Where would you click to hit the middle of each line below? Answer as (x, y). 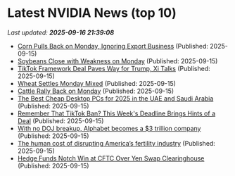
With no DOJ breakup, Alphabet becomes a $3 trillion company (109, 128)
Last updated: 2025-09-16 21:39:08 (61, 32)
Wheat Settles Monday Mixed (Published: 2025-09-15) (96, 83)
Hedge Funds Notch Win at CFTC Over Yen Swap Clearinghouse (111, 158)
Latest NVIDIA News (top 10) (92, 13)
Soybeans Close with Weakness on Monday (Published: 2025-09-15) (118, 61)
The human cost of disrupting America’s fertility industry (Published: (116, 143)
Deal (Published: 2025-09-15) (61, 120)
